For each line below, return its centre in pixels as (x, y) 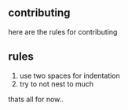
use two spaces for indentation (69, 75)
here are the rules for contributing (63, 31)
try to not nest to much (57, 84)
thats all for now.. (36, 99)
